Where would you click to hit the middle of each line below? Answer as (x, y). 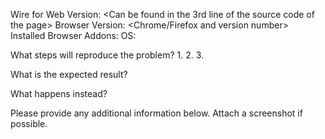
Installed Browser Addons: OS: (73, 35)
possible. (29, 123)
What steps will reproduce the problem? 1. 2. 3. (107, 55)
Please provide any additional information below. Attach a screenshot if (156, 113)
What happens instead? (59, 93)
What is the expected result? (69, 74)
